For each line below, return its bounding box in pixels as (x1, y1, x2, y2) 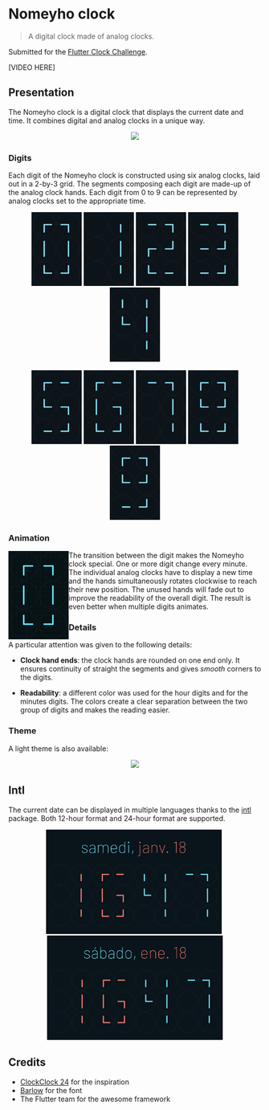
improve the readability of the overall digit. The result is (68, 594, 251, 603)
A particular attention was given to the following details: (8, 640, 193, 650)
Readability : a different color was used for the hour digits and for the (19, 688, 249, 698)
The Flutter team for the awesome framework (19, 1094, 171, 1104)
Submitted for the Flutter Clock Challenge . (8, 47, 148, 56)
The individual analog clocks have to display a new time (68, 568, 253, 577)
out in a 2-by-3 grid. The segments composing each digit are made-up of (8, 179, 251, 189)
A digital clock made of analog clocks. (27, 31, 155, 41)
